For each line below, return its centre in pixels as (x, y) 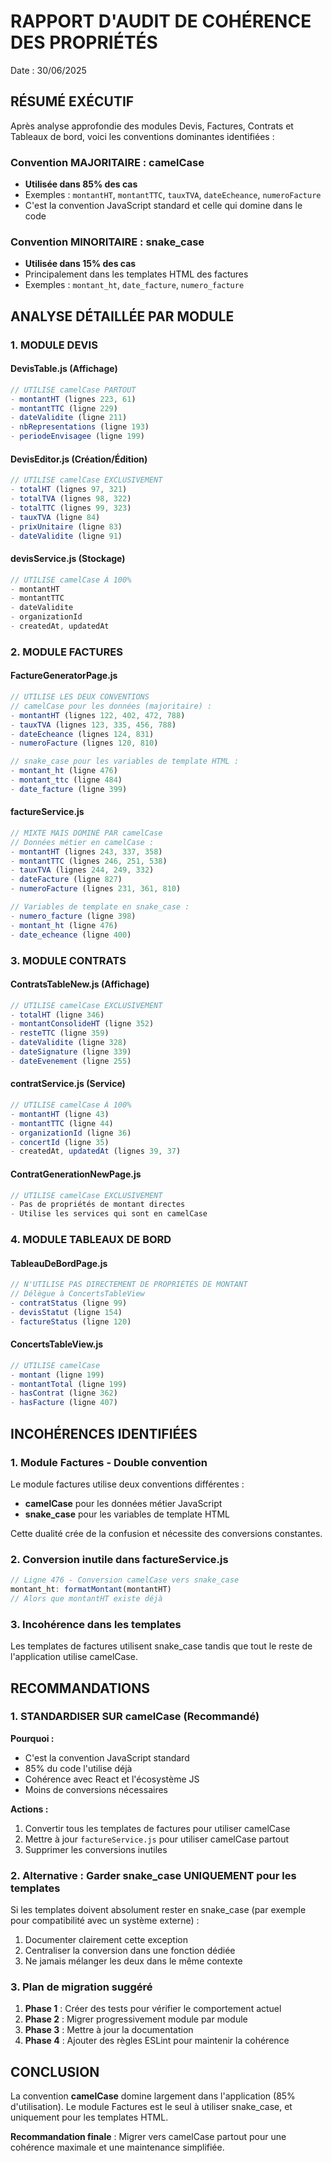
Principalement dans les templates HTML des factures (136, 274)
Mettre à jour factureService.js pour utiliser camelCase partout (157, 1839)
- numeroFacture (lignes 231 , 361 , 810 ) (96, 889)
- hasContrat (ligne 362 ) (64, 1393)
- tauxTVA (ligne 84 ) (55, 517)
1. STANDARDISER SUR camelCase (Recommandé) (135, 1717)
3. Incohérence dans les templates (96, 1624)
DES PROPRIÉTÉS (84, 42)
